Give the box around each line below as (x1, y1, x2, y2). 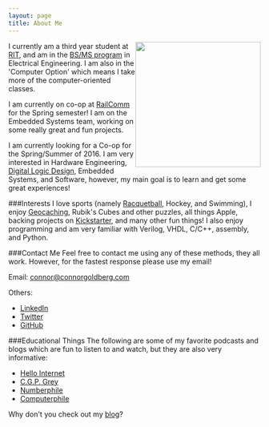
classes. (8, 83, 36, 93)
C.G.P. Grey (19, 377, 58, 386)
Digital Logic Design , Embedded (8, 166, 114, 175)
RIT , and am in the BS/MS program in (8, 50, 130, 59)
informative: (8, 352, 48, 362)
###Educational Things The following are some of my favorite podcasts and (8, 336, 259, 345)
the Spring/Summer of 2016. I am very (8, 149, 134, 159)
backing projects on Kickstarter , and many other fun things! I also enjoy (8, 216, 244, 225)
